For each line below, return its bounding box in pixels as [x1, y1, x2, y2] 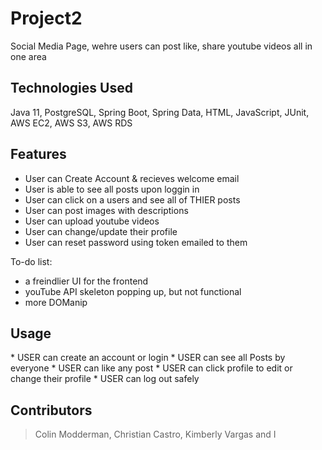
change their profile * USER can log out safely [10, 373, 200, 385]
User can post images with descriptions [24, 204, 189, 216]
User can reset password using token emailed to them [24, 236, 248, 248]
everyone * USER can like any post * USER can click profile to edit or [10, 362, 293, 374]
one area [10, 50, 47, 62]
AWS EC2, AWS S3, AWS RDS [10, 117, 133, 129]
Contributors [10, 402, 93, 419]
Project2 [10, 7, 83, 30]
